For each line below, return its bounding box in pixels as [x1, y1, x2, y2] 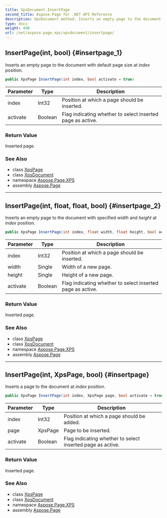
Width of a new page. [62, 263, 112, 270]
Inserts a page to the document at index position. [5, 383, 106, 390]
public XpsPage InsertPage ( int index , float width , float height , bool [5, 229, 157, 235]
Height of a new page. [62, 271, 113, 278]
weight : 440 [5, 26, 30, 31]
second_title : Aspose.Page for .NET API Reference [5, 12, 112, 17]
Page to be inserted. [64, 427, 111, 434]
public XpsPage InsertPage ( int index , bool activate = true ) [5, 76, 135, 82]
